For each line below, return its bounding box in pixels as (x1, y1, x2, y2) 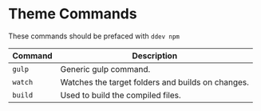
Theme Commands (8, 5, 137, 23)
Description (131, 50, 178, 61)
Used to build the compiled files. (60, 89, 181, 101)
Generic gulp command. (60, 63, 151, 74)
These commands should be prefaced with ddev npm (8, 31, 180, 41)
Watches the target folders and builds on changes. (60, 77, 250, 88)
